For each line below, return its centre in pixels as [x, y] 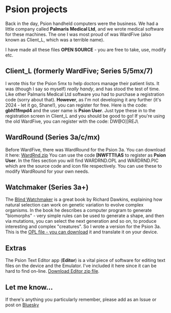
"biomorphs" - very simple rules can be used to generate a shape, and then [85, 216]
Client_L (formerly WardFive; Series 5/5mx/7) [79, 71]
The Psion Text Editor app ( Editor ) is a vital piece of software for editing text [86, 260]
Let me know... [29, 287]
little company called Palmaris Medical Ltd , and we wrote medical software [85, 29]
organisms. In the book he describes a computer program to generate [79, 211]
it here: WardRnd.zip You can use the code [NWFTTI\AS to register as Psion [86, 155]
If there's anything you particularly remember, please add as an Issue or [81, 299]
